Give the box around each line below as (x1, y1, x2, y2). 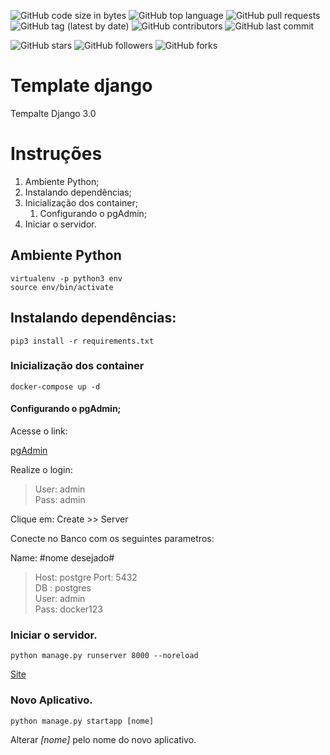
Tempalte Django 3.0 (10, 107, 97, 119)
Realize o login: (10, 464, 73, 475)
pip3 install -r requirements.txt (10, 336, 155, 346)
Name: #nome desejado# (10, 552, 115, 564)
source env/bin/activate (10, 282, 114, 292)
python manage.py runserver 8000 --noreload (10, 651, 199, 661)
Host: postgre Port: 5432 (34, 571, 138, 583)
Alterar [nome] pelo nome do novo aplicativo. (10, 733, 197, 745)
